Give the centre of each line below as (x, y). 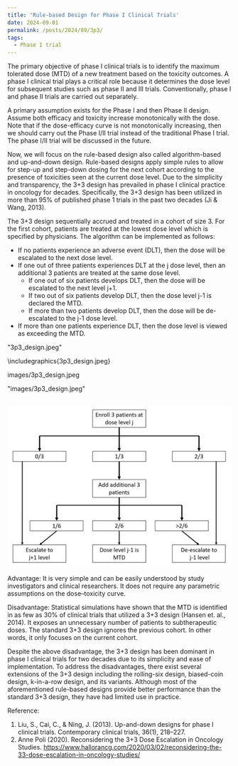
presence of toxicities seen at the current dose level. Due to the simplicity (115, 177)
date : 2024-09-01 (33, 22)
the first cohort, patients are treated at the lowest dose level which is (108, 229)
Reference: (23, 711)
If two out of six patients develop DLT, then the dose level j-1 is (120, 296)
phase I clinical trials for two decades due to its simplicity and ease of (109, 659)
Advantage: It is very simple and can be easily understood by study (106, 579)
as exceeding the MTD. (52, 333)
